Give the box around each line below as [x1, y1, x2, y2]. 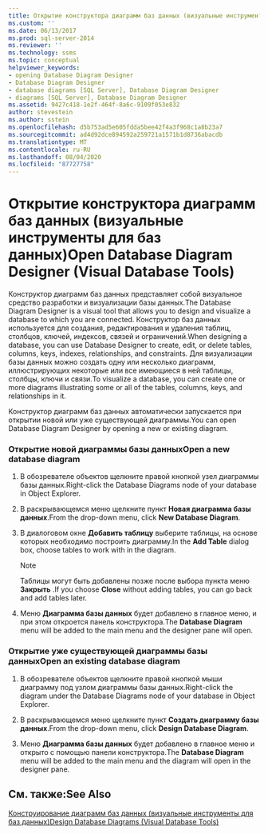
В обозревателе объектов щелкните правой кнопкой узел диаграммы [19, 472, 259, 481]
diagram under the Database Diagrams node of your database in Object [19, 691, 255, 700]
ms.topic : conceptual [8, 57, 81, 65]
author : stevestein [8, 109, 73, 117]
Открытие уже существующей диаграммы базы [8, 645, 208, 656]
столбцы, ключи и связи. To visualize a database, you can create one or [8, 374, 246, 384]
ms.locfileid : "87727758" [8, 161, 94, 169]
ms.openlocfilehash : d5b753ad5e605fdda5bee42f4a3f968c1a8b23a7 [8, 123, 223, 131]
